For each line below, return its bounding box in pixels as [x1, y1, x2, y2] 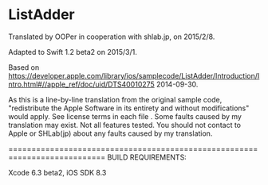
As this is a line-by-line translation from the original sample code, [8, 94, 223, 104]
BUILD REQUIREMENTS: [107, 152, 187, 162]
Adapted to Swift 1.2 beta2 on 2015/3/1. [8, 47, 137, 56]
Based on [8, 62, 40, 72]
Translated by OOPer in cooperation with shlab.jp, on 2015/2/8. [8, 32, 215, 41]
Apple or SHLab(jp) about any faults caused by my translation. [8, 129, 213, 138]
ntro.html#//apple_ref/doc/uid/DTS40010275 [8, 79, 156, 89]
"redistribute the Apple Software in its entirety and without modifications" [8, 103, 250, 113]
